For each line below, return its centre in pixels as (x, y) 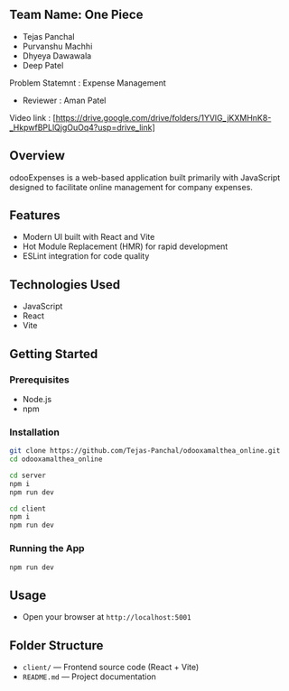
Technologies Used (65, 285)
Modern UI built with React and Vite (89, 237)
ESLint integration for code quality (86, 256)
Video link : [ (33, 117)
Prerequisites (39, 380)
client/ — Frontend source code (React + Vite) (111, 668)
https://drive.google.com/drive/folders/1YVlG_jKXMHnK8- (163, 117)
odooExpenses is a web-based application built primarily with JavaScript (145, 177)
